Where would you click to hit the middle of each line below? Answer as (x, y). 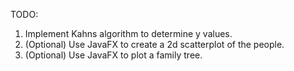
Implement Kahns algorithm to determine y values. (128, 33)
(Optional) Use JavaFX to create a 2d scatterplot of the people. (154, 44)
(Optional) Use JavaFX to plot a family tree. (113, 55)
